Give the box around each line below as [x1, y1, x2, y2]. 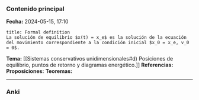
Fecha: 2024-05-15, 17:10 [6, 18, 69, 25]
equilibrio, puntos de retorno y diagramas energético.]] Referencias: [6, 61, 174, 69]
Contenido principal [6, 5, 65, 13]
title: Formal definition [6, 29, 70, 35]
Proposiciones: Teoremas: [6, 68, 73, 75]
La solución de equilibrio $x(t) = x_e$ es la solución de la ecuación [6, 35, 187, 41]
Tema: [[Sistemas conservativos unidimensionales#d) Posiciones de [6, 55, 174, 62]
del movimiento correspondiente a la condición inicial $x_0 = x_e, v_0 [6, 40, 190, 46]
